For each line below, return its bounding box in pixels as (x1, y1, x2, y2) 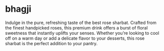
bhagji (5, 3, 32, 15)
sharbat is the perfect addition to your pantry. (5, 40, 98, 46)
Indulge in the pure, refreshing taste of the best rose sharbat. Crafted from (5, 20, 157, 25)
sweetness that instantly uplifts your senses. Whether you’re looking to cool (5, 30, 160, 36)
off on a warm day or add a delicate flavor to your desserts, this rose (5, 35, 145, 41)
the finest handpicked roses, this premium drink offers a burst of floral (5, 25, 148, 30)
